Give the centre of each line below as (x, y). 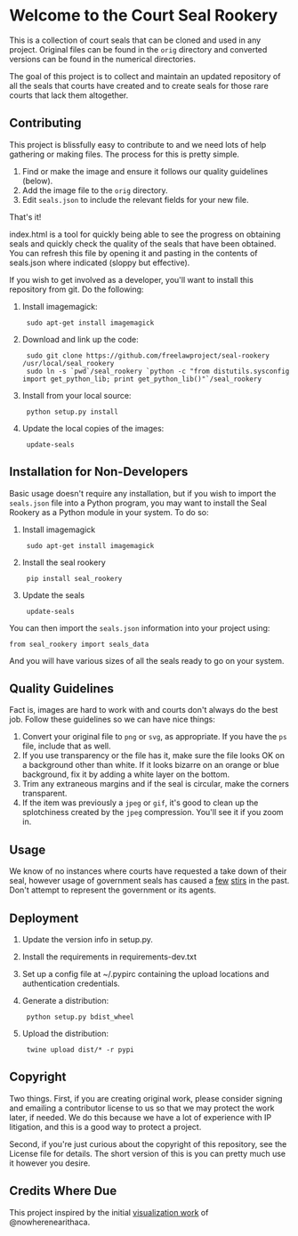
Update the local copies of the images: (93, 428)
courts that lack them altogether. (69, 95)
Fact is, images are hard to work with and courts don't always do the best (144, 710)
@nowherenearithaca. (50, 1222)
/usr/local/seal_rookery (68, 363)
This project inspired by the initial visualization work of (109, 1212)
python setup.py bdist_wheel (81, 1017)
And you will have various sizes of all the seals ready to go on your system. (147, 660)
